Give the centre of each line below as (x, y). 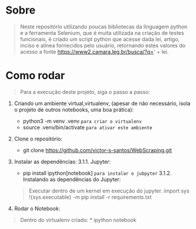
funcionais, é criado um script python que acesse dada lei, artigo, (100, 39)
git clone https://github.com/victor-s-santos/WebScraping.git (97, 150)
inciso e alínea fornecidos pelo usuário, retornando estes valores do (103, 45)
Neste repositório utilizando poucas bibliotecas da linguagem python (104, 27)
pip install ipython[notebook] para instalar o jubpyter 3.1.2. (97, 173)
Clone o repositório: (38, 139)
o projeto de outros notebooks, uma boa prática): (74, 109)
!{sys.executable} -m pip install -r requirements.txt (90, 197)
